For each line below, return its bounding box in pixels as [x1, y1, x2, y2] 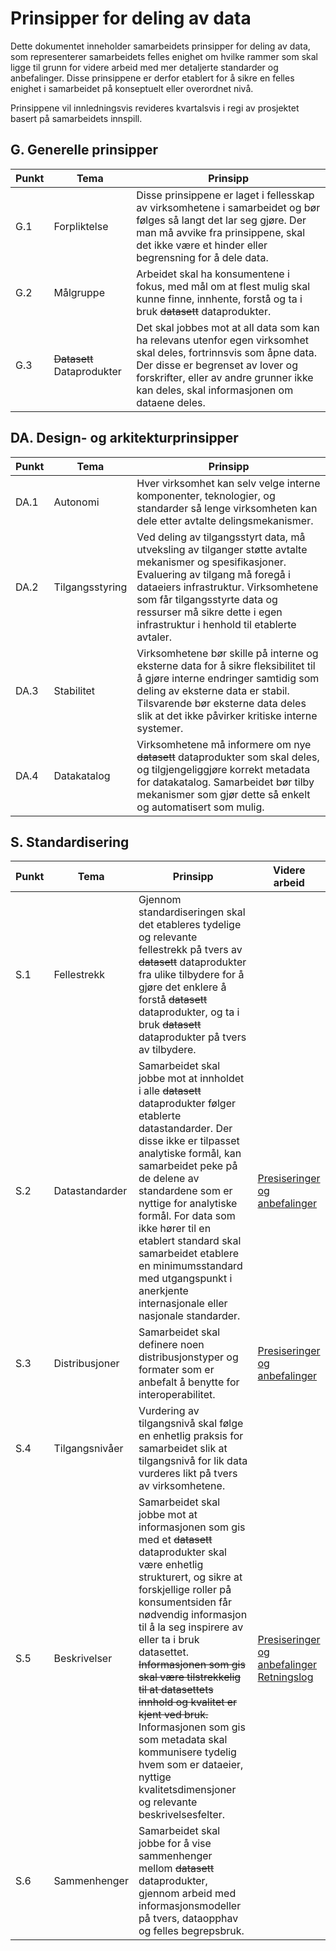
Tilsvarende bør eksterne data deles [136, 696, 307, 710]
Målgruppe [53, 285, 105, 299]
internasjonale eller [138, 1297, 228, 1311]
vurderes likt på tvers [138, 1467, 238, 1481]
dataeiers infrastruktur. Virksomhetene [136, 580, 319, 594]
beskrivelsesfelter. [138, 1808, 226, 1822]
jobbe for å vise [138, 1837, 212, 1851]
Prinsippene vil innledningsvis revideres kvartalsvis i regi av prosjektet [10, 102, 300, 114]
